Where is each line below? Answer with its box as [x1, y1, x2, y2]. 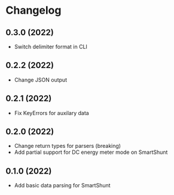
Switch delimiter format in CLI [14, 43, 88, 50]
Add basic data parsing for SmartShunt [14, 182, 111, 189]
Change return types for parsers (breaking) [14, 143, 121, 150]
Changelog [5, 4, 62, 17]
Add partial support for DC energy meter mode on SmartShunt [14, 148, 168, 156]
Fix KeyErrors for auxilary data [14, 109, 89, 116]
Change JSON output [14, 76, 67, 83]
